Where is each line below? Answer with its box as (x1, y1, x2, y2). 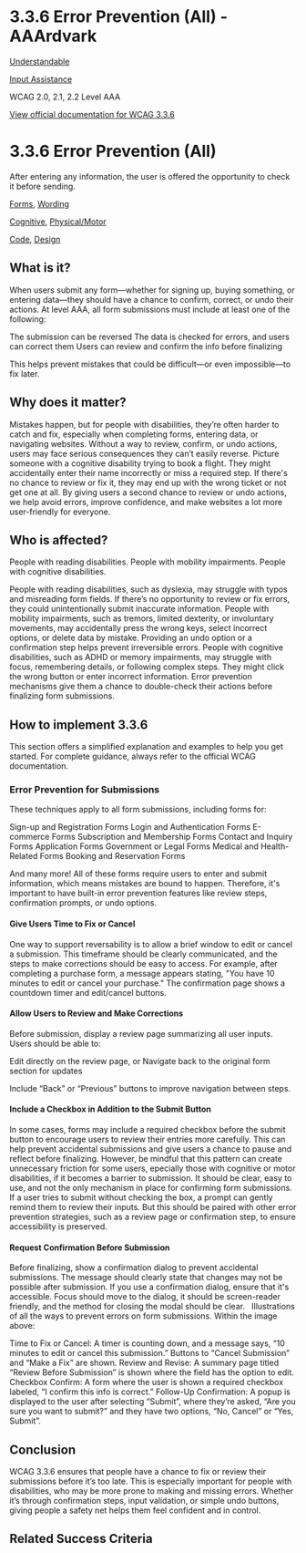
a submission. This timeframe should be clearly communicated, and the (9, 948, 278, 959)
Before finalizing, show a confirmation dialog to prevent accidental (9, 1262, 259, 1273)
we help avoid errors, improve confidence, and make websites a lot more (9, 496, 283, 507)
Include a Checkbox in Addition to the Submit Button (9, 1103, 211, 1114)
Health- (260, 841, 290, 852)
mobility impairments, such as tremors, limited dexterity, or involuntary (9, 613, 275, 624)
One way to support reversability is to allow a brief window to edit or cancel (9, 938, 293, 949)
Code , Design (9, 233, 61, 244)
